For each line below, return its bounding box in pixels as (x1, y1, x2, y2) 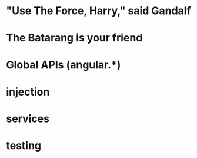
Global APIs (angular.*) (6, 58, 121, 71)
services (6, 112, 50, 125)
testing (6, 139, 42, 153)
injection (6, 85, 50, 98)
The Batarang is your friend (6, 31, 143, 45)
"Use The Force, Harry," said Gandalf (6, 4, 191, 18)
